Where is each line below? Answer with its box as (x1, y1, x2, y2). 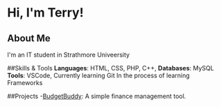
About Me (7, 32, 51, 44)
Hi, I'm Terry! (7, 5, 85, 21)
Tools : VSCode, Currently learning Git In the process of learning (7, 71, 191, 79)
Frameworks (7, 79, 43, 87)
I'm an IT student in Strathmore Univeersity (7, 50, 130, 59)
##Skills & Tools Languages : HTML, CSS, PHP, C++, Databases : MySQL (7, 64, 215, 72)
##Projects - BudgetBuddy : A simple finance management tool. (7, 92, 186, 100)
